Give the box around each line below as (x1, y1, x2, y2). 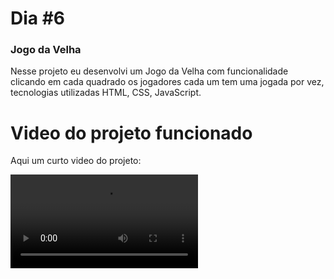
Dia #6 (10, 7, 66, 30)
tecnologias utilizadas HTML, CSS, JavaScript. (10, 87, 202, 99)
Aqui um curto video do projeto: (10, 155, 142, 167)
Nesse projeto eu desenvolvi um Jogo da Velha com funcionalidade (10, 65, 289, 77)
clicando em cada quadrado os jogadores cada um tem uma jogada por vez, (10, 76, 325, 88)
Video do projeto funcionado (10, 122, 253, 144)
